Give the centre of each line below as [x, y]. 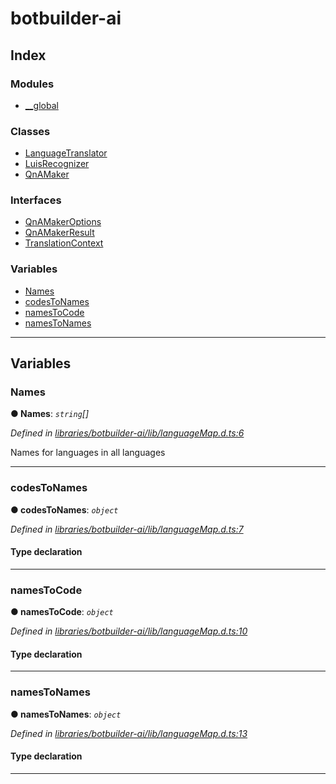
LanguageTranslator [66, 153]
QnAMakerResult [59, 233]
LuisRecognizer [57, 164]
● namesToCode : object [62, 612]
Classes [30, 131]
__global [41, 105]
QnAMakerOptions [63, 222]
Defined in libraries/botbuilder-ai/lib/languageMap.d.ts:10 [129, 631]
